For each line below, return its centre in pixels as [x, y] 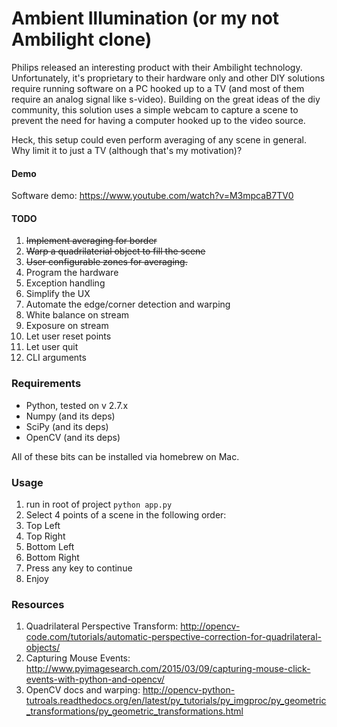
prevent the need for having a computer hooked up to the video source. [158, 120]
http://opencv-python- [189, 690]
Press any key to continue [79, 568]
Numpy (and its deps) [70, 416]
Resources [38, 604]
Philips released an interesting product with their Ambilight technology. [157, 67]
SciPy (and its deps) [67, 426]
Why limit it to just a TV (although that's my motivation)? [127, 150]
